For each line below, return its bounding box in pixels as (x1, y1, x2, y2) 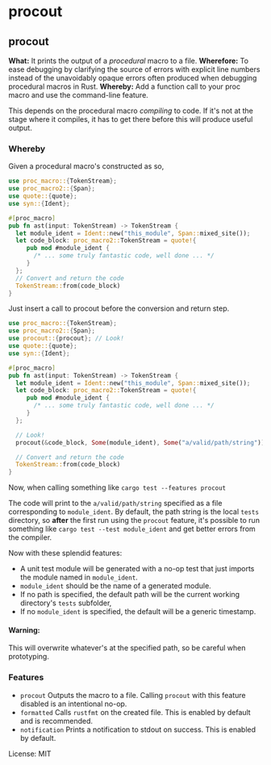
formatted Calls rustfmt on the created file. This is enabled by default (19, 707, 252, 717)
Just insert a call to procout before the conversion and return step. (8, 303, 230, 313)
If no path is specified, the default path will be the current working (19, 590, 240, 600)
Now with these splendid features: (8, 548, 123, 558)
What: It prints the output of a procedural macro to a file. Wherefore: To (8, 56, 248, 65)
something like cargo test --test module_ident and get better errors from (8, 524, 256, 534)
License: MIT (8, 749, 52, 759)
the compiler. (8, 533, 52, 542)
